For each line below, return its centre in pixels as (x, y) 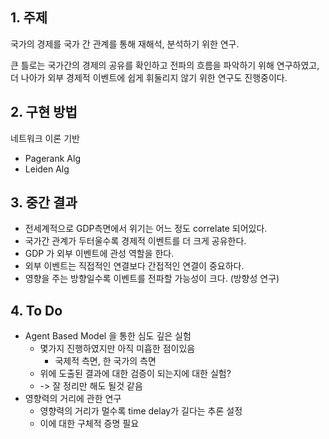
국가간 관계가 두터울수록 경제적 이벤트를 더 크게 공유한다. (135, 241)
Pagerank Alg (53, 158)
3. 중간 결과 (44, 203)
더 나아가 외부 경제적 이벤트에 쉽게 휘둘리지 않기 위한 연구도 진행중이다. (149, 77)
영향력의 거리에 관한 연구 (73, 399)
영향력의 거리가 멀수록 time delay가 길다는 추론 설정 (141, 411)
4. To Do (36, 310)
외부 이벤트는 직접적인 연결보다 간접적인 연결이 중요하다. (134, 266)
